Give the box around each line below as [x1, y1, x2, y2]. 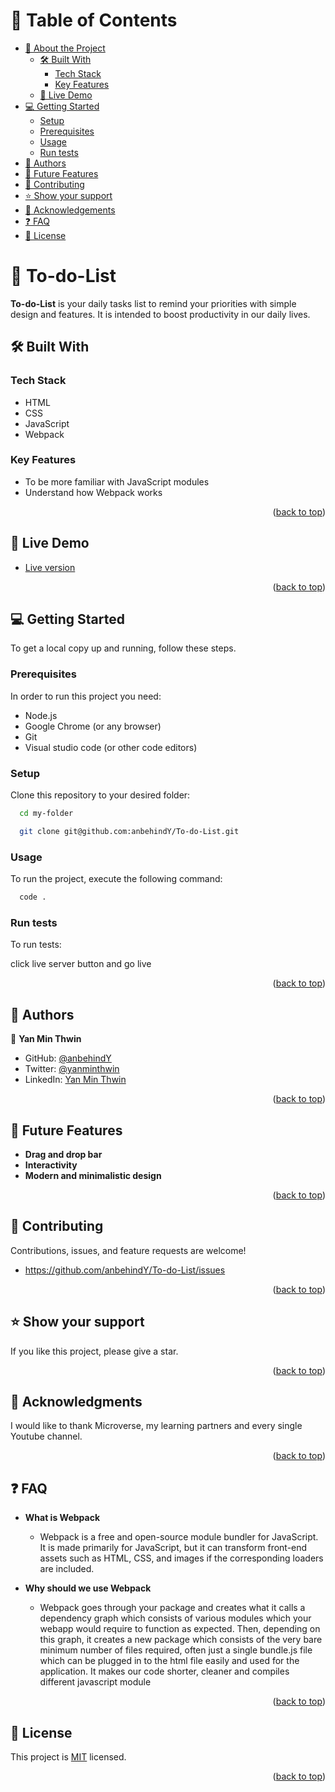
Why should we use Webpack [24, 1582, 152, 1594]
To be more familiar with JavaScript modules [24, 475, 210, 488]
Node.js [24, 709, 58, 721]
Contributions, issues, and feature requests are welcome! [10, 1244, 247, 1256]
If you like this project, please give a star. [10, 1345, 179, 1357]
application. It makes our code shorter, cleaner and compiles [39, 1665, 290, 1678]
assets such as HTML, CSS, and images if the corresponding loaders [39, 1552, 324, 1564]
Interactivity [24, 1159, 78, 1171]
